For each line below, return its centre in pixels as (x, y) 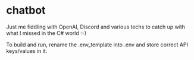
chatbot (26, 10)
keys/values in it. (27, 50)
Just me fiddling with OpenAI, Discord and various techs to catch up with (96, 27)
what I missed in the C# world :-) (46, 33)
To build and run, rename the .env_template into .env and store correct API (97, 45)
